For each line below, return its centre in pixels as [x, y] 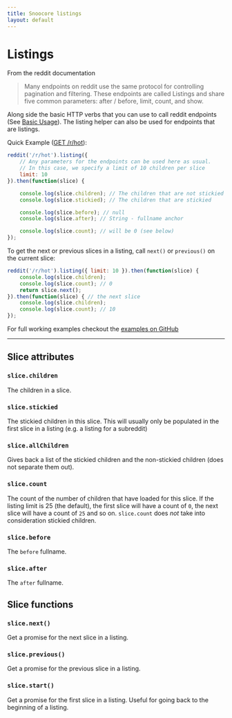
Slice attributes [41, 357]
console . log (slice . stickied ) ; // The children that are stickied [116, 200]
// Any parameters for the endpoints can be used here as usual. [116, 162]
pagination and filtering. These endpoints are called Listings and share [124, 94]
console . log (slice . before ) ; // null [72, 212]
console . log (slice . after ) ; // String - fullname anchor [102, 219]
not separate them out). [41, 467]
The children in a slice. [39, 390]
